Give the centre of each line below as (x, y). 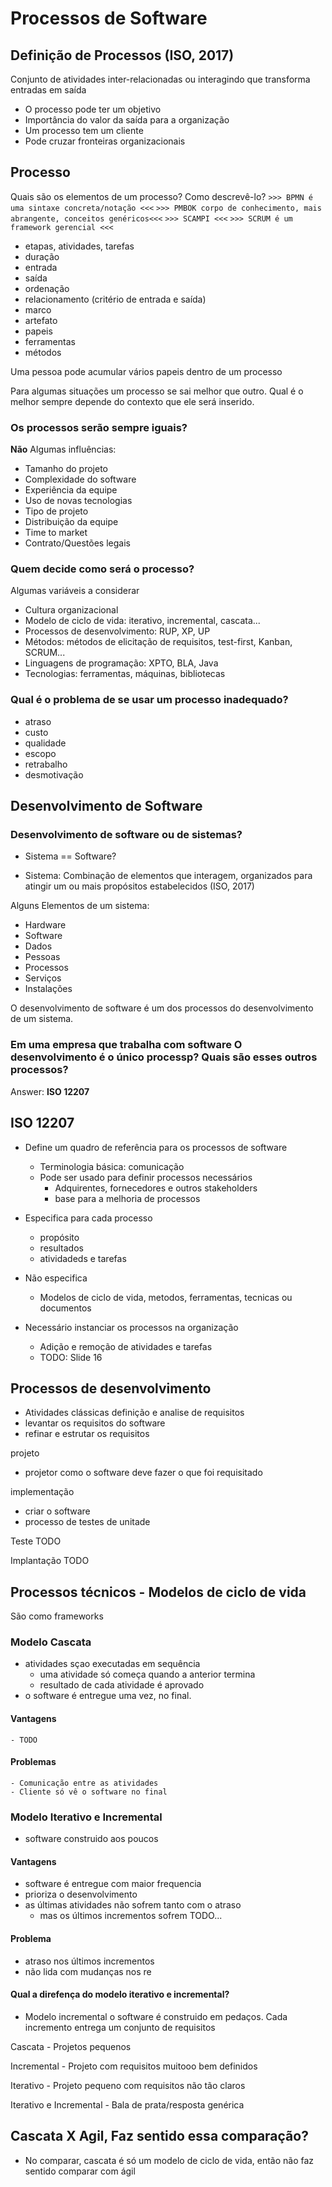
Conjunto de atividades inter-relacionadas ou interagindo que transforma (160, 79)
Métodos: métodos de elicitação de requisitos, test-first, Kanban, (158, 642)
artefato (41, 320)
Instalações (48, 989)
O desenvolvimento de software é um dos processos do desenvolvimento (162, 1008)
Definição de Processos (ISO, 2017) (122, 55)
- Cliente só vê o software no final (89, 1792)
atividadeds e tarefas (83, 1258)
